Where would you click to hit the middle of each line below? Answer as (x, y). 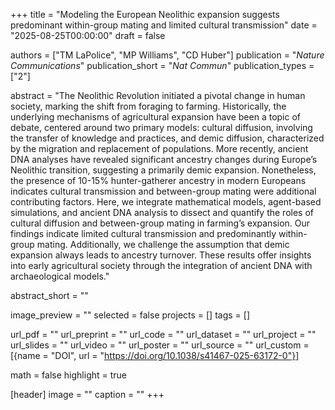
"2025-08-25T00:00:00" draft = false (88, 35)
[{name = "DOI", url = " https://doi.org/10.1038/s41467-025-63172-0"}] (155, 355)
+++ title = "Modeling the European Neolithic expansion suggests (145, 14)
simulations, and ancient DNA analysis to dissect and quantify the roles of (162, 212)
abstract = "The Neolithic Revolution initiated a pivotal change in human (158, 95)
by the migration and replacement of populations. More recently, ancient (159, 148)
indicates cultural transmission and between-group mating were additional (163, 191)
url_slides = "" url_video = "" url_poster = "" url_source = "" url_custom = (160, 345)
